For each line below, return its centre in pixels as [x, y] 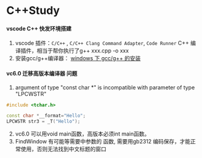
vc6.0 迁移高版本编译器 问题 [42, 73]
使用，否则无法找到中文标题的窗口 [63, 149]
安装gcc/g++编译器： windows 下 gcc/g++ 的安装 [78, 58]
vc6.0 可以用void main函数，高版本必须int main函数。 [82, 134]
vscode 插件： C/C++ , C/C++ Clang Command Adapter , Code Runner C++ [102, 43]
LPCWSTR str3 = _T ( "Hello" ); [43, 122]
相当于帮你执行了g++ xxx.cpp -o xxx [83, 51]
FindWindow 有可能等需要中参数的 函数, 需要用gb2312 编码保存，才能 [103, 142]
